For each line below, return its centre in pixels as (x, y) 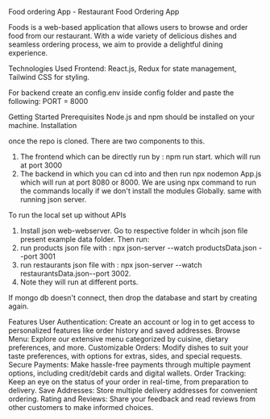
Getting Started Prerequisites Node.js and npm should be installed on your (132, 117)
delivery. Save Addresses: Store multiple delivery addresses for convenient (133, 390)
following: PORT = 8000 (48, 101)
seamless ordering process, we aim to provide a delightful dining (116, 44)
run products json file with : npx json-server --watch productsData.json (138, 248)
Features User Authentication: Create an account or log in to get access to (132, 322)
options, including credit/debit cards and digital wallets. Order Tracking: (127, 373)
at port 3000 (41, 165)
